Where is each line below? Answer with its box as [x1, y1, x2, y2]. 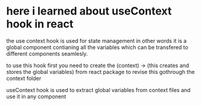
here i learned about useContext [6, 4, 172, 18]
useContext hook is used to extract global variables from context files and [6, 86, 191, 93]
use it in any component [6, 93, 67, 100]
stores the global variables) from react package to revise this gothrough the [6, 68, 195, 75]
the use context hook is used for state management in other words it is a [6, 37, 187, 44]
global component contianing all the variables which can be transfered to [6, 44, 189, 51]
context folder [6, 75, 41, 82]
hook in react [6, 17, 74, 31]
